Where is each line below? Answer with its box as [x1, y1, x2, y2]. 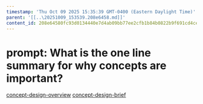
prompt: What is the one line [6, 46, 151, 60]
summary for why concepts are [6, 58, 167, 72]
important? [6, 72, 63, 85]
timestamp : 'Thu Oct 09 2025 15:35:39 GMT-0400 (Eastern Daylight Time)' [6, 8, 196, 15]
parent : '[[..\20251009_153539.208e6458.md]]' [6, 14, 126, 20]
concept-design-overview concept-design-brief [6, 91, 126, 99]
